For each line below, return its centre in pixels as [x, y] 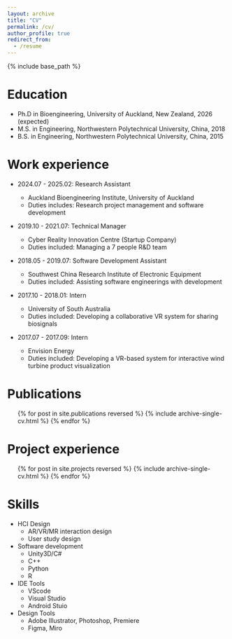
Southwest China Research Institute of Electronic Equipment [114, 274]
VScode [39, 591]
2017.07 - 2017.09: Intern [53, 337]
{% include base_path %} [44, 66]
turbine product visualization [69, 366]
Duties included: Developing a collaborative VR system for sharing [123, 316]
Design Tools [36, 613]
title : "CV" [24, 20]
